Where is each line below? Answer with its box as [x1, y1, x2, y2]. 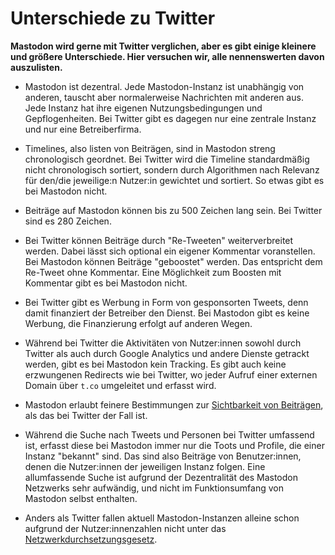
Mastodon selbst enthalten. [24, 492, 138, 504]
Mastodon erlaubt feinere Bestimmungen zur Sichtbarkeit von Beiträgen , [24, 398, 324, 411]
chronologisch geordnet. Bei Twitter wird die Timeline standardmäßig [24, 153, 310, 165]
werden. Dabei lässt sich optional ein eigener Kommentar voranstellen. [24, 245, 316, 257]
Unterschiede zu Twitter [10, 7, 216, 30]
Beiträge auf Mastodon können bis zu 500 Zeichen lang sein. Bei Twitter [24, 204, 323, 216]
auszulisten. [10, 61, 63, 73]
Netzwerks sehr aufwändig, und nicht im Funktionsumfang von [24, 482, 284, 494]
